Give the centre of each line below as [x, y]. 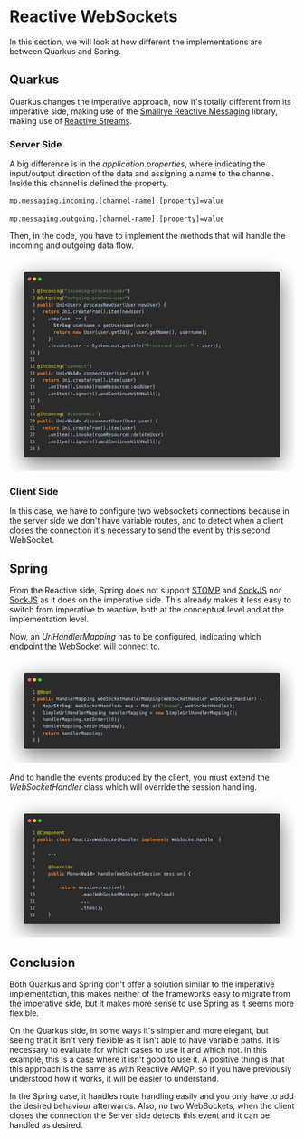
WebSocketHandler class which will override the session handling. [133, 787]
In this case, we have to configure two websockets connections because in [149, 511]
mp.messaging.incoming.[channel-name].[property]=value [117, 201]
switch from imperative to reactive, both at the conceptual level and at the [147, 610]
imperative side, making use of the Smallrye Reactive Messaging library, [144, 111]
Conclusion [43, 962]
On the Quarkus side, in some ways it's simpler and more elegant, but [139, 1031]
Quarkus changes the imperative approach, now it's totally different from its [150, 101]
